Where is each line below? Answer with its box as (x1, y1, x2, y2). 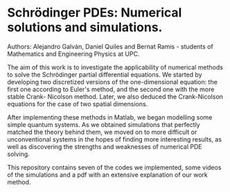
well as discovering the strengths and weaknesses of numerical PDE (7, 142, 202, 151)
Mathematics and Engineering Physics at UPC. (7, 50, 140, 58)
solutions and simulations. (7, 19, 163, 35)
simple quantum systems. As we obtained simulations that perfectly (7, 120, 200, 128)
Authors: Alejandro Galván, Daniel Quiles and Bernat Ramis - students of (7, 42, 213, 50)
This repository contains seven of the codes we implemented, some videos (7, 163, 222, 171)
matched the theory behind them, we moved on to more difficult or (7, 128, 197, 136)
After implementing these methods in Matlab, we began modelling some (7, 113, 213, 122)
